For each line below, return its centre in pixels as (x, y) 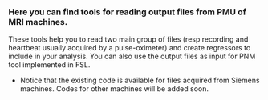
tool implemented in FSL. (49, 65)
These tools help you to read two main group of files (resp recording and (128, 39)
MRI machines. (38, 22)
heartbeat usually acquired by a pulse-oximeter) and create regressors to (130, 48)
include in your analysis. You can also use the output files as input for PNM (132, 56)
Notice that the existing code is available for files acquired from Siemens (140, 80)
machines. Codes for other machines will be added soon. (114, 89)
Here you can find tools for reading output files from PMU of (127, 12)
